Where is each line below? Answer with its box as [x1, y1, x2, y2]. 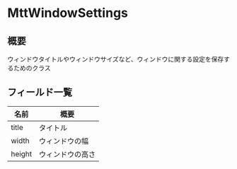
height [11, 148, 33, 158]
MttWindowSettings [7, 5, 129, 21]
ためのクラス [13, 64, 51, 72]
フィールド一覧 [7, 86, 73, 98]
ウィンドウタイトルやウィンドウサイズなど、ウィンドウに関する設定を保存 [7, 55, 224, 63]
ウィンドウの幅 [38, 136, 89, 146]
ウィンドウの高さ [38, 149, 96, 159]
